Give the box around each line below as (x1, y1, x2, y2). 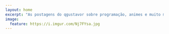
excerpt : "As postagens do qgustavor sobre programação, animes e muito (5, 12, 161, 17)
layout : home (5, 7, 33, 12)
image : (5, 16, 19, 21)
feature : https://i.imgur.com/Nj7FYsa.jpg (10, 21, 100, 26)
